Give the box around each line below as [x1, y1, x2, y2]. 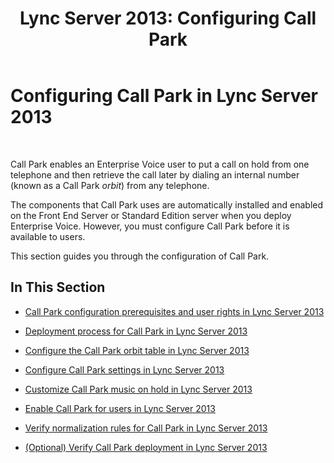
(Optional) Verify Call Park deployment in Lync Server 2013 [24, 441, 268, 453]
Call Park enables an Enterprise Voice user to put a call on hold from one [10, 158, 310, 170]
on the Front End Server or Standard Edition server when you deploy [10, 209, 292, 221]
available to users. [10, 230, 86, 242]
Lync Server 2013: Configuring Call [19, 7, 317, 30]
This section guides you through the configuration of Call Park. [10, 250, 270, 262]
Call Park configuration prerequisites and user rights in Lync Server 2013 [24, 305, 325, 317]
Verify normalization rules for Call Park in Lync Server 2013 [24, 422, 268, 434]
